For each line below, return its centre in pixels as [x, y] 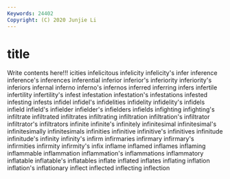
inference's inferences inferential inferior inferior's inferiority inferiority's [110, 81]
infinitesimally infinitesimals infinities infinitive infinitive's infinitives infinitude [115, 131]
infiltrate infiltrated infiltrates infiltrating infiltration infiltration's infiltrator [108, 117]
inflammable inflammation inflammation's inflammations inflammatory [105, 154]
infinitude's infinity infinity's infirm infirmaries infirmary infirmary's [101, 139]
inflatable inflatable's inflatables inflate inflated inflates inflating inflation [109, 161]
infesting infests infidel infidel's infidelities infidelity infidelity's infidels [106, 102]
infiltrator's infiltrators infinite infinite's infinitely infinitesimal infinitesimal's [112, 124]
